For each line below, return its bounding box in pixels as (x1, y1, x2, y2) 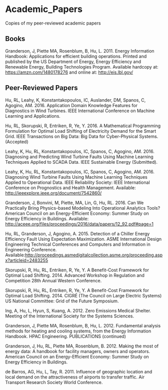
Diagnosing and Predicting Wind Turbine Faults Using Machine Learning (5, 154, 153, 160)
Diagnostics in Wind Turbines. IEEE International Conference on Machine (5, 108, 155, 114)
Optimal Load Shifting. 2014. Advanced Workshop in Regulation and (5, 272, 145, 278)
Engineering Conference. (5, 246, 57, 252)
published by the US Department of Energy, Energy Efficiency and (5, 59, 141, 65)
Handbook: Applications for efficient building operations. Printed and (5, 53, 147, 59)
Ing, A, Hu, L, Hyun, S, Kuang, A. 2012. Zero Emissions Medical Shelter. (5, 307, 151, 313)
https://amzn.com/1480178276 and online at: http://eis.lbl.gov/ (5, 69, 133, 75)
